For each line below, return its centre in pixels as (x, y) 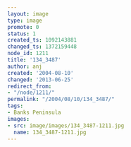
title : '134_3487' (34, 60)
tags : (15, 106)
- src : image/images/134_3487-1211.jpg (66, 125)
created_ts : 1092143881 (42, 40)
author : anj (25, 66)
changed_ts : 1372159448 (42, 47)
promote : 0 (23, 27)
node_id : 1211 (28, 54)
